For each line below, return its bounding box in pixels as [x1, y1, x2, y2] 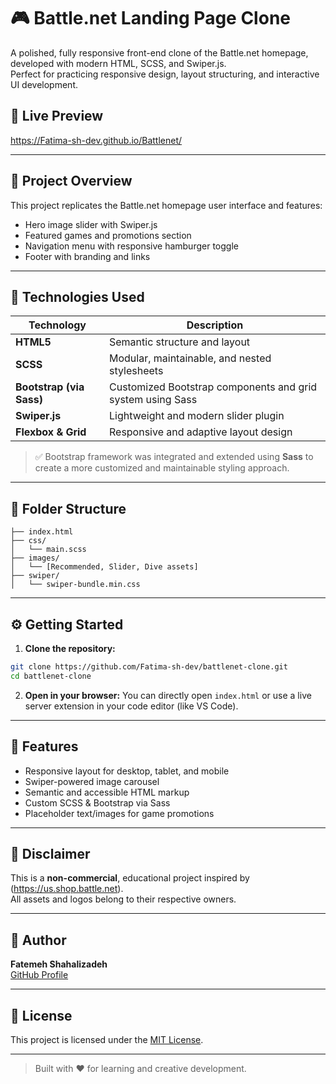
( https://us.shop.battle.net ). [10, 883, 124, 895]
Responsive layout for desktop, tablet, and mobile [24, 765, 230, 777]
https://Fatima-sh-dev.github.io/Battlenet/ [10, 134, 183, 146]
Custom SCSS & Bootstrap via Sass [24, 796, 171, 809]
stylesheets [108, 364, 164, 378]
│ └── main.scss [10, 545, 87, 555]
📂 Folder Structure [10, 500, 127, 517]
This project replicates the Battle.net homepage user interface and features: [10, 199, 323, 211]
